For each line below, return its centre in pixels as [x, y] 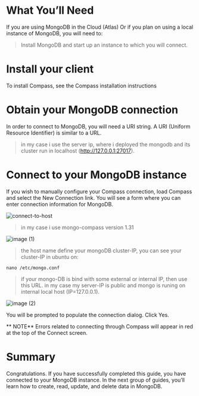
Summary [31, 357]
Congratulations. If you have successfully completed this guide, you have [96, 373]
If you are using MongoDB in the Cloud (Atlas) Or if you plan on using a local [100, 27]
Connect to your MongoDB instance [97, 175]
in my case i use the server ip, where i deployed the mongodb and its [105, 144]
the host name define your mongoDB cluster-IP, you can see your [101, 250]
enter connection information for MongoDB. [60, 204]
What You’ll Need [50, 10]
